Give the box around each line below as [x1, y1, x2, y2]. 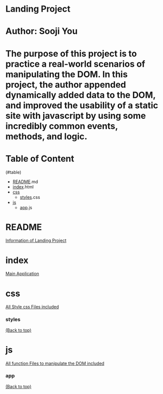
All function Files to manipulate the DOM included [5, 360, 105, 366]
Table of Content [5, 153, 75, 164]
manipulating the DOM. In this [5, 69, 128, 80]
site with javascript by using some [5, 110, 146, 121]
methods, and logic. [5, 131, 88, 142]
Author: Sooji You [5, 26, 78, 37]
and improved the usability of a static [5, 100, 159, 111]
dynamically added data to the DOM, [5, 89, 156, 100]
